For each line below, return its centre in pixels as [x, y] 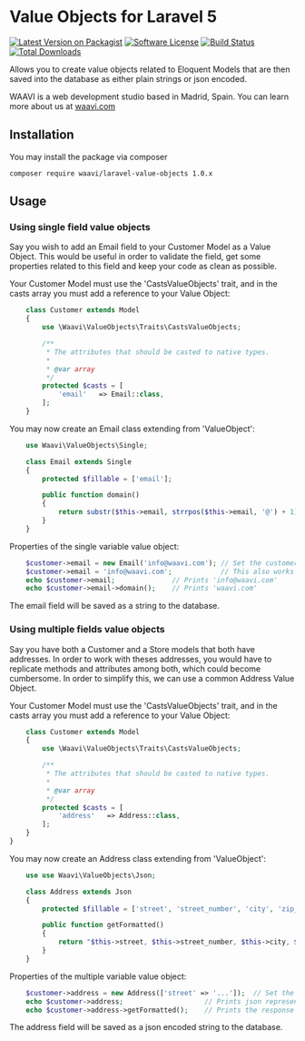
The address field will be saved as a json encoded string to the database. [146, 1027]
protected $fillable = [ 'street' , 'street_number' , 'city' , [158, 909]
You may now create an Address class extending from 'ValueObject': [138, 858]
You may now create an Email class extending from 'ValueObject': [133, 429]
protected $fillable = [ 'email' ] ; [107, 479]
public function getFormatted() [103, 925]
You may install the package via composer [89, 157]
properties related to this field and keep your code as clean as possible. [143, 267]
